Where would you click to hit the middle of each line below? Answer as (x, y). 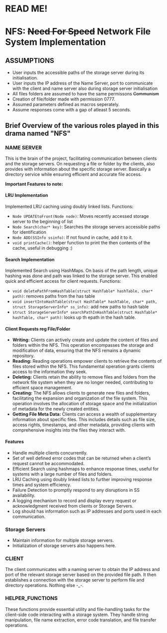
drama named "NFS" (38, 133)
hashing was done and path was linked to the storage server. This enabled (81, 276)
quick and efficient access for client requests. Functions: (63, 281)
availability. (24, 495)
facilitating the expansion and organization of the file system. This (80, 398)
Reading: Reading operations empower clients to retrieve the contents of (87, 361)
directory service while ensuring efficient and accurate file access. (74, 174)
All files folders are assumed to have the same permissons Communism (85, 94)
